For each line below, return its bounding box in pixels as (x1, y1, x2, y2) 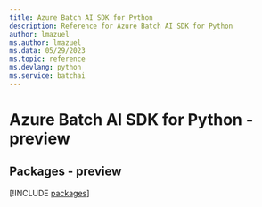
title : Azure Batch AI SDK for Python (9, 12, 153, 22)
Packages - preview (9, 164, 122, 179)
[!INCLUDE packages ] (9, 187, 90, 198)
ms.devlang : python (9, 63, 82, 72)
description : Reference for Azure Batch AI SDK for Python (9, 21, 233, 30)
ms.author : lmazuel (9, 37, 82, 47)
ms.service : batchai (9, 71, 86, 80)
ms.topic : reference (9, 54, 86, 63)
